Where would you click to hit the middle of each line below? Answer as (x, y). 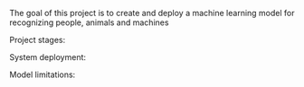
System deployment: (48, 57)
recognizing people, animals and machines (89, 22)
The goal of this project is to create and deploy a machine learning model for (152, 13)
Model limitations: (43, 74)
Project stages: (38, 40)
